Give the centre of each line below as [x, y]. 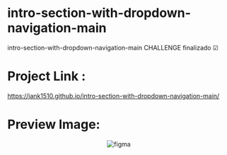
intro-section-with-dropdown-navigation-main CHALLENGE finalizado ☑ [113, 47]
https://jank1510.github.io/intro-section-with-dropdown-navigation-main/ [113, 96]
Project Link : [47, 76]
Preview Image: [54, 125]
